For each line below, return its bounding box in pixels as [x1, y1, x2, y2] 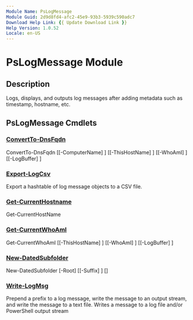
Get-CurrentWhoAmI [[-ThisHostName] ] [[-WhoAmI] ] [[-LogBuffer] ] [6, 239, 174, 246]
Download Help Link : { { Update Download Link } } [6, 19, 127, 25]
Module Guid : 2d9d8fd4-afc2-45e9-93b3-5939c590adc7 [6, 14, 135, 20]
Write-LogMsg [6, 281, 49, 289]
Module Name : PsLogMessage [6, 8, 72, 15]
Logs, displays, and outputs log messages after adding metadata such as [6, 95, 183, 102]
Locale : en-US [6, 31, 41, 36]
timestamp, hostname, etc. [6, 101, 70, 108]
